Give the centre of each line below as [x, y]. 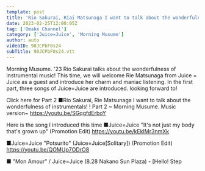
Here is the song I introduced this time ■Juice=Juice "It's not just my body [101, 125]
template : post [26, 12]
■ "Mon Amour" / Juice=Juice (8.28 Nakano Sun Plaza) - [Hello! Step [94, 161]
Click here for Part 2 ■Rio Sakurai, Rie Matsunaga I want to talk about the [99, 100]
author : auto [23, 40]
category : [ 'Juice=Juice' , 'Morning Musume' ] [65, 35]
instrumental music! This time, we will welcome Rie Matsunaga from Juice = [102, 75]
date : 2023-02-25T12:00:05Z [42, 23]
